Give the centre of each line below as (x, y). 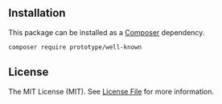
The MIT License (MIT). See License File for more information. (111, 91)
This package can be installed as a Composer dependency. (107, 32)
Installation (37, 13)
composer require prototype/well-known (75, 47)
